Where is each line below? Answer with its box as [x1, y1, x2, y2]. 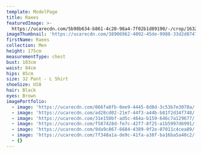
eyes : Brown [6, 93, 36, 99]
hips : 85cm [6, 70, 34, 76]
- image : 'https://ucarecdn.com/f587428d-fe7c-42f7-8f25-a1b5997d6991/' [11, 121, 198, 127]
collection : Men [6, 43, 47, 49]
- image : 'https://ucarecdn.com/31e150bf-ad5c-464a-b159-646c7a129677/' [11, 115, 198, 121]
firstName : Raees [6, 37, 50, 43]
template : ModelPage [6, 8, 58, 15]
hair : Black [6, 87, 36, 93]
